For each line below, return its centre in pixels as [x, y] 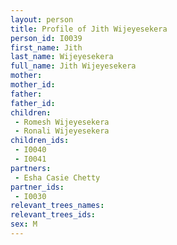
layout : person [42, 19]
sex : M [24, 224]
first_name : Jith [46, 47]
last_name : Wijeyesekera [62, 57]
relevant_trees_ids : [53, 215]
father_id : [33, 103]
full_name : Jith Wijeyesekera [73, 66]
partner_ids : [37, 187]
